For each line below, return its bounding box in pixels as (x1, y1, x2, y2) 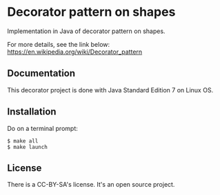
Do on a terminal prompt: (7, 124, 78, 132)
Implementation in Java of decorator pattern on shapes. (7, 27, 166, 35)
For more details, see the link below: (7, 40, 110, 48)
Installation (7, 106, 57, 118)
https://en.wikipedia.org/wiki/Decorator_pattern (7, 48, 143, 56)
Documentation (7, 68, 76, 79)
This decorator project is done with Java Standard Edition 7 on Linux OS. (7, 85, 214, 94)
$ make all (7, 137, 39, 145)
